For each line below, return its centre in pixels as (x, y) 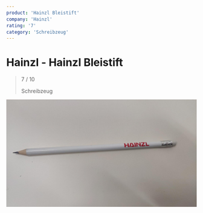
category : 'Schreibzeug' (37, 32)
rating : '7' (21, 25)
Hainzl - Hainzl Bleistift (65, 63)
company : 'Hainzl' (29, 19)
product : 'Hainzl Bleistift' (43, 13)
